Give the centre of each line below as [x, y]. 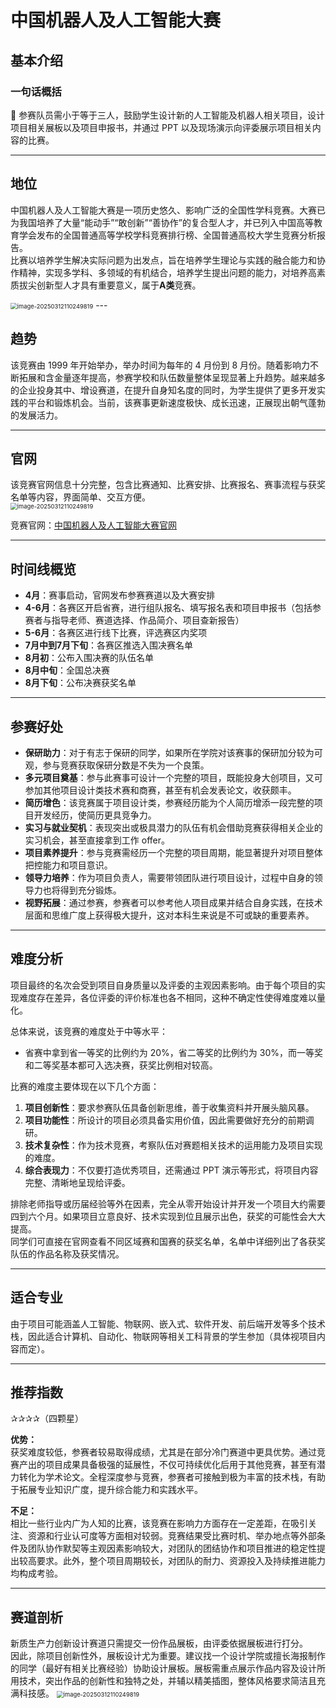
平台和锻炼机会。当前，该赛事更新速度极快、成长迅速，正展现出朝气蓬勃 [176, 402]
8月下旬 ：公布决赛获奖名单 [80, 683]
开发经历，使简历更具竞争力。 [95, 815]
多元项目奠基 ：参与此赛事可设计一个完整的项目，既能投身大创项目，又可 [173, 777]
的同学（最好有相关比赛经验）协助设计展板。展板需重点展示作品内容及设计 [163, 1668]
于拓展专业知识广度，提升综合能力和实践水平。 [106, 1490]
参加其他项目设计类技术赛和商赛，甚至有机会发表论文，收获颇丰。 [160, 790]
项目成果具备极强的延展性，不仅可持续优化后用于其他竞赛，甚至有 [180, 1465]
